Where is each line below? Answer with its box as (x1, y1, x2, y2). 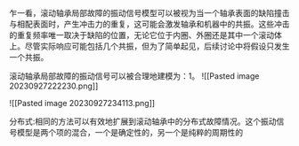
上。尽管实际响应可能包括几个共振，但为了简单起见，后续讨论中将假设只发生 (9, 41, 290, 51)
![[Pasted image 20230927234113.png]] (9, 98, 156, 108)
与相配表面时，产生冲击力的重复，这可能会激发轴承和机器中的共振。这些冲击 (9, 19, 290, 29)
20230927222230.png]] (9, 81, 99, 91)
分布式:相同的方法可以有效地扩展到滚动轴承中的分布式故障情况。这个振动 (9, 116, 278, 127)
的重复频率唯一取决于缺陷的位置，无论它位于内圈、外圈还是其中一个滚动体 (9, 30, 282, 40)
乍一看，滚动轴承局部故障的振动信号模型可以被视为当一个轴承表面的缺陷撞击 (9, 8, 290, 18)
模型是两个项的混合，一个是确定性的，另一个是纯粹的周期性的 (16, 127, 243, 137)
